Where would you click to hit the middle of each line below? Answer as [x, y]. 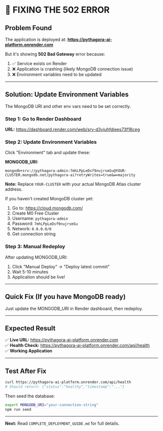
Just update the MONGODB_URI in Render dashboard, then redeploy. [74, 309]
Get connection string [34, 234]
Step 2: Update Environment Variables [51, 142]
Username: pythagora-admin [40, 219]
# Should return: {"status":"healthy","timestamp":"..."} [65, 387]
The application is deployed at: [36, 39]
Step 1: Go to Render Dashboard [43, 119]
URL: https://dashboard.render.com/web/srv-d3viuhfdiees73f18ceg [73, 129]
